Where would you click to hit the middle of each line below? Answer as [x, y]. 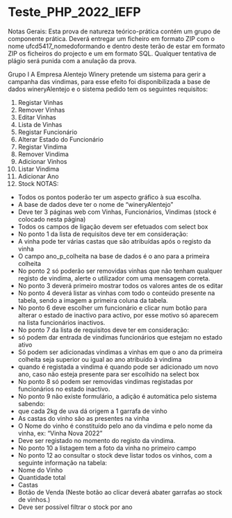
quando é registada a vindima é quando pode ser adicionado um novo [118, 367]
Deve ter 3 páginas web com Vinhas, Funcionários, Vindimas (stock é [117, 212]
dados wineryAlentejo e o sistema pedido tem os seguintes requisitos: [108, 89]
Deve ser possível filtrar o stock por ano [75, 507]
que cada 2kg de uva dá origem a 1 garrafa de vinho [92, 411]
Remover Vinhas [41, 110]
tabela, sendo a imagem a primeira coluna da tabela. [93, 300]
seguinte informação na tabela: [62, 462]
